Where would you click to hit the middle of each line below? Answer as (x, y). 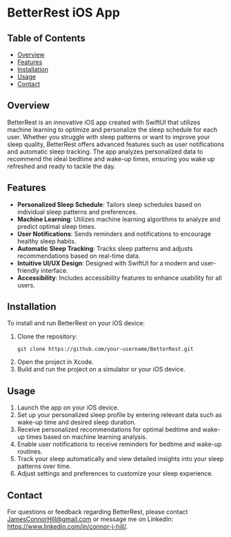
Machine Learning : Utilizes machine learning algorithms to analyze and (119, 219)
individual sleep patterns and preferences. (77, 212)
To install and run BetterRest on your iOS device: (76, 323)
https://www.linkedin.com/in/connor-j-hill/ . (68, 527)
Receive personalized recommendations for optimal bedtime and (109, 429)
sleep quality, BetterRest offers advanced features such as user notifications (116, 144)
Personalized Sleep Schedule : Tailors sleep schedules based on (109, 204)
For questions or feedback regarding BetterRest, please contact (98, 512)
